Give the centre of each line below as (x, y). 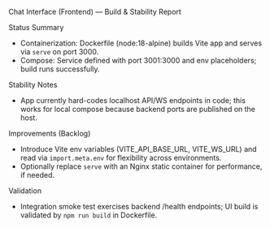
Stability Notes (33, 85)
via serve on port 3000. (59, 52)
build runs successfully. (60, 69)
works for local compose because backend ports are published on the (138, 109)
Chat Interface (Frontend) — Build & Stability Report (95, 12)
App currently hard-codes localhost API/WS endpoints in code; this (133, 100)
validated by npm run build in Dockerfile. (89, 215)
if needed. (37, 175)
